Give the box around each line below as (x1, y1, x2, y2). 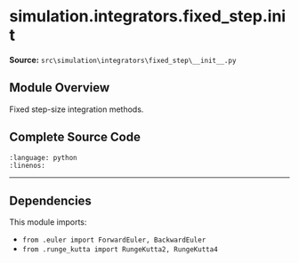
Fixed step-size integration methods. (9, 104, 144, 115)
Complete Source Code (9, 130, 141, 145)
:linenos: (9, 161, 46, 170)
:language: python (9, 153, 77, 162)
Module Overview (9, 80, 110, 95)
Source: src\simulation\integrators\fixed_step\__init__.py (9, 54, 237, 65)
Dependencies (9, 193, 92, 208)
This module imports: (9, 217, 87, 227)
